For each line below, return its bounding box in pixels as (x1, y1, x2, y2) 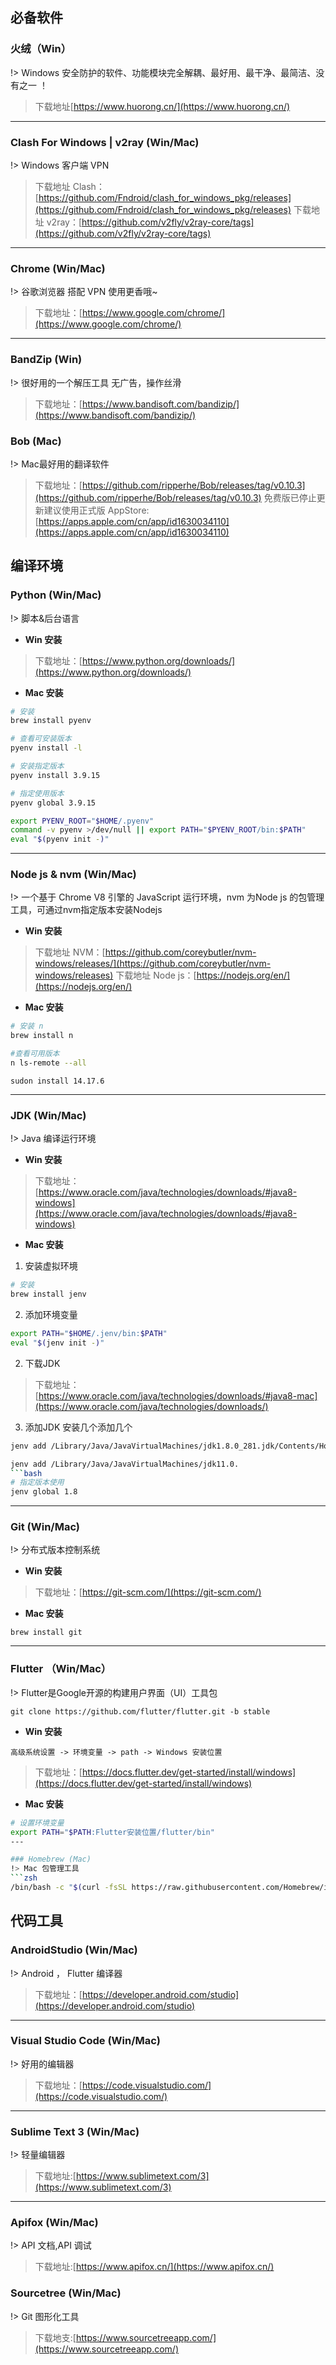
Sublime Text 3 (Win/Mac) (10, 2124, 140, 2138)
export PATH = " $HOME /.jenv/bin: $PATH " (10, 1329, 168, 1339)
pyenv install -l (10, 743, 83, 753)
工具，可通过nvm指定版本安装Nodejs (10, 904, 163, 916)
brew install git (10, 1628, 83, 1638)
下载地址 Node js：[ (115, 969, 197, 982)
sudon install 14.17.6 (10, 1076, 105, 1086)
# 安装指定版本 (10, 761, 65, 772)
